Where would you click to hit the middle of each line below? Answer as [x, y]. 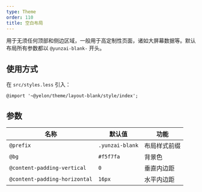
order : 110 [20, 17]
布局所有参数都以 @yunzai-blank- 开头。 [56, 48]
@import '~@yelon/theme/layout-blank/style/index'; [72, 96]
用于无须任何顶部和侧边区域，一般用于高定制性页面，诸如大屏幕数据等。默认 [101, 41]
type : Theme [21, 12]
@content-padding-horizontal [51, 179]
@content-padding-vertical [48, 168]
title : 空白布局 [25, 23]
